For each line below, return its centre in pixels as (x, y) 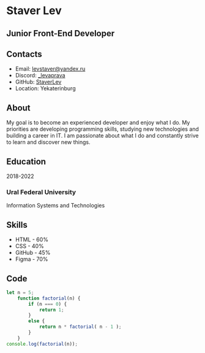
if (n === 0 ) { (48, 304)
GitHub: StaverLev (38, 82)
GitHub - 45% (33, 253)
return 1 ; (51, 310)
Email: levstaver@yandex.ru (50, 69)
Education (26, 161)
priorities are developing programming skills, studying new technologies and (102, 129)
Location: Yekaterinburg (45, 88)
